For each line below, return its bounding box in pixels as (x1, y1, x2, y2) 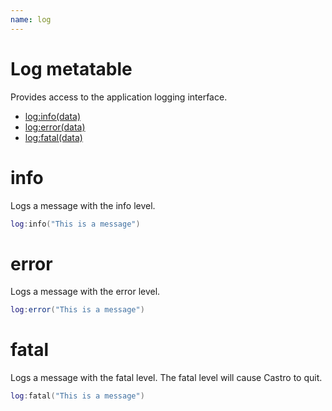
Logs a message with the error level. (10, 286, 161, 298)
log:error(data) (24, 121, 86, 133)
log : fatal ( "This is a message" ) (10, 391, 145, 401)
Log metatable (10, 57, 133, 80)
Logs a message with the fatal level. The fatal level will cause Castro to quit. (10, 372, 323, 384)
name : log (10, 14, 52, 25)
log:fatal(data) (24, 131, 83, 143)
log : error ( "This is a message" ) (10, 305, 145, 315)
